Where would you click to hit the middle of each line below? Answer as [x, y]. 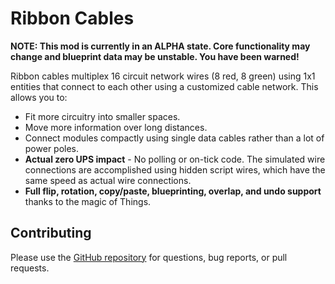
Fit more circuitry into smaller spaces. [102, 116]
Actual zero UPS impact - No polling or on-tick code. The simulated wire [175, 159]
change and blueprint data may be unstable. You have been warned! [155, 56]
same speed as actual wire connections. [108, 180]
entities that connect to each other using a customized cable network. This [164, 86]
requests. [30, 268]
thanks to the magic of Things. [88, 201]
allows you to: [39, 97]
